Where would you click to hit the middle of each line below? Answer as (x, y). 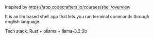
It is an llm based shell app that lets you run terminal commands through (77, 16)
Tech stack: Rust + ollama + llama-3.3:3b (46, 31)
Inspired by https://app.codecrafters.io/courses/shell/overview (68, 7)
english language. (23, 22)
